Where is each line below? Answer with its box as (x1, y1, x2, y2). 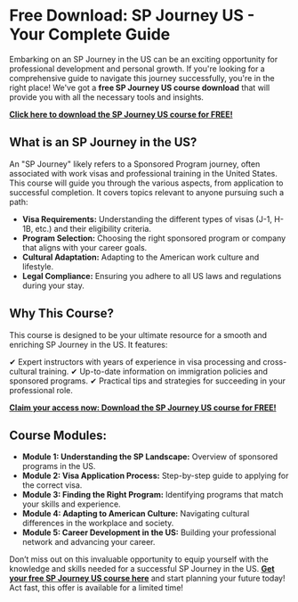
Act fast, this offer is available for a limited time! (9, 582, 184, 593)
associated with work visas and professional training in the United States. (9, 168, 278, 178)
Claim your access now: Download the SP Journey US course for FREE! (9, 402, 277, 413)
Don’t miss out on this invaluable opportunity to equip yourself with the (9, 554, 269, 565)
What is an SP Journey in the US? (9, 135, 197, 150)
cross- (262, 356, 287, 367)
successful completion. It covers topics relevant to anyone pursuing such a (9, 186, 285, 197)
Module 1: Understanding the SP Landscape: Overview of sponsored (21, 451, 278, 462)
